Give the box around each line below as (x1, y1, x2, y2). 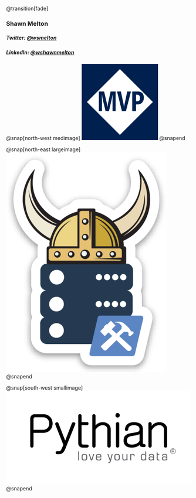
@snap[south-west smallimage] (6, 384, 83, 391)
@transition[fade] (6, 5, 49, 12)
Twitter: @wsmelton (6, 34, 57, 41)
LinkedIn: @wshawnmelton (6, 49, 75, 56)
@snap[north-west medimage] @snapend (6, 135, 186, 142)
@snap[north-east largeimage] (6, 146, 81, 153)
